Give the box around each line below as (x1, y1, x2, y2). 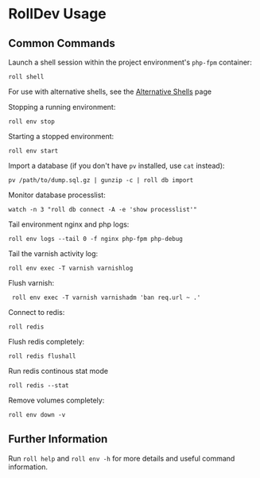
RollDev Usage (8, 5, 107, 23)
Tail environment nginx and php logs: (8, 220, 130, 229)
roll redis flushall (8, 352, 77, 360)
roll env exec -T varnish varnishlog (8, 264, 134, 272)
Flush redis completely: (8, 337, 85, 346)
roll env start (8, 147, 59, 155)
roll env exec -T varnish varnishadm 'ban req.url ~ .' (11, 293, 201, 301)
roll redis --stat (8, 382, 69, 390)
